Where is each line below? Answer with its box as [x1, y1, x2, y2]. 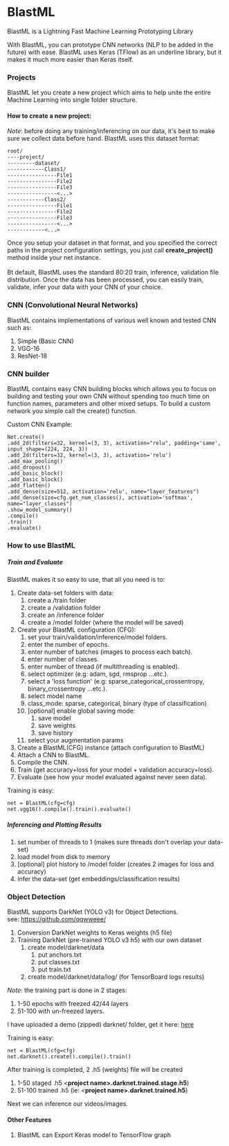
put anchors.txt [37, 950, 82, 959]
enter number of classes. [27, 654, 99, 663]
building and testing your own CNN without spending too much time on [7, 392, 210, 401]
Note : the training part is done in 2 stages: [7, 986, 127, 995]
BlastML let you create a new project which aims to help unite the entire [7, 88, 211, 97]
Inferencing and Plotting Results [7, 820, 102, 828]
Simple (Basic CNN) [17, 337, 74, 345]
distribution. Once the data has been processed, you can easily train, [7, 275, 204, 284]
